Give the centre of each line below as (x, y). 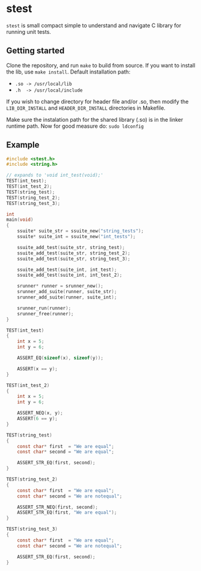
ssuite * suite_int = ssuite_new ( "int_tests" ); (76, 237)
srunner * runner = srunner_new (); (60, 286)
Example (23, 145)
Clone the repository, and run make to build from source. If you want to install (101, 65)
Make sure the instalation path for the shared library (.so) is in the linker (95, 119)
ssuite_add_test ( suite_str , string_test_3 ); (74, 259)
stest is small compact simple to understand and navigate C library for (94, 25)
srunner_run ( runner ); (44, 308)
